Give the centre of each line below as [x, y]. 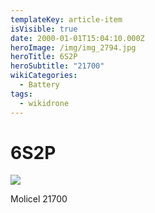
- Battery [39, 85]
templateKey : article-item [66, 19]
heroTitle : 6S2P [44, 57]
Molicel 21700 [39, 199]
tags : [21, 94]
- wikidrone [44, 103]
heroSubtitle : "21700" [57, 66]
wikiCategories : [44, 76]
